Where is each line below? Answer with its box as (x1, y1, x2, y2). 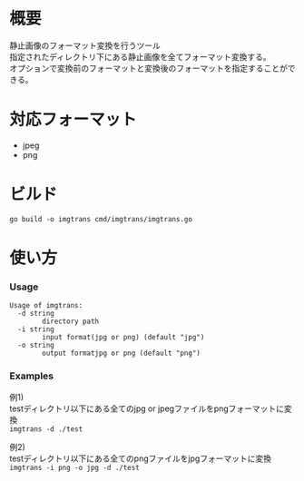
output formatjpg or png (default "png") (42, 348, 201, 358)
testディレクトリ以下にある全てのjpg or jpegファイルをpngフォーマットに (9, 403, 284, 414)
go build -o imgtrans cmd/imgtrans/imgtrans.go (9, 214, 193, 223)
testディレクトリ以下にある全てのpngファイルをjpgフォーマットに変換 (9, 453, 272, 464)
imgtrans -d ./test (9, 424, 83, 434)
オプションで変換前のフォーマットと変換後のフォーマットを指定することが (9, 63, 288, 74)
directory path (42, 317, 100, 327)
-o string (17, 341, 54, 350)
